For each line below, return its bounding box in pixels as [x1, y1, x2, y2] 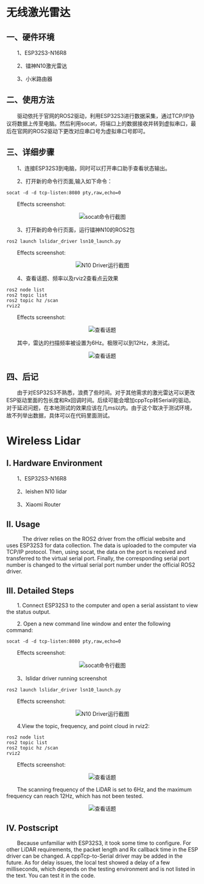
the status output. [6, 608, 51, 616]
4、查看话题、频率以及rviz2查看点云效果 [17, 274, 119, 282]
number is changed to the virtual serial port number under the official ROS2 [6, 561, 195, 569]
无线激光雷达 [6, 6, 71, 20]
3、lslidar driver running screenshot [17, 675, 108, 682]
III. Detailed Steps [6, 585, 74, 596]
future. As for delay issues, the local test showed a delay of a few [6, 858, 171, 866]
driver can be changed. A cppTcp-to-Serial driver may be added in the [6, 852, 183, 860]
